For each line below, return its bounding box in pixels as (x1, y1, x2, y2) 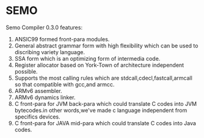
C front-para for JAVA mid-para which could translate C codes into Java (14, 119, 197, 126)
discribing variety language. (14, 48, 86, 55)
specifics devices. (14, 113, 60, 120)
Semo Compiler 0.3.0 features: (5, 24, 83, 31)
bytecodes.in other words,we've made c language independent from (14, 106, 188, 114)
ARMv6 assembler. (14, 87, 62, 94)
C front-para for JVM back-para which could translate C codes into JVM (14, 100, 197, 107)
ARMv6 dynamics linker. (14, 94, 76, 101)
